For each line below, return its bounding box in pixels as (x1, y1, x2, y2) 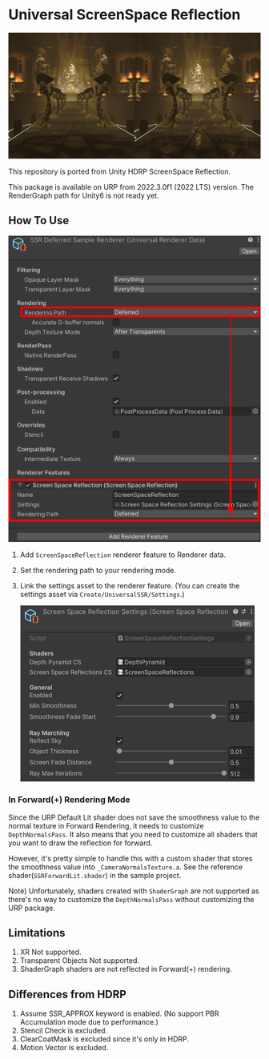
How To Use (8, 214, 70, 227)
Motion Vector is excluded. (19, 1043, 109, 1053)
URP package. (8, 903, 56, 913)
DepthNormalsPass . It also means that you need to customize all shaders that (8, 829, 258, 839)
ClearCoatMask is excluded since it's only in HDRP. (19, 1034, 190, 1044)
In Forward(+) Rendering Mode (8, 794, 130, 805)
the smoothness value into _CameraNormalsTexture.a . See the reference (8, 862, 243, 872)
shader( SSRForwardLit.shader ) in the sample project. (8, 870, 182, 880)
